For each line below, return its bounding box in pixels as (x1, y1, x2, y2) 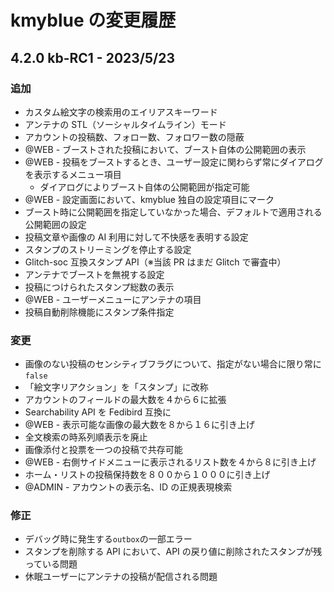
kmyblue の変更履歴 (10, 9, 177, 32)
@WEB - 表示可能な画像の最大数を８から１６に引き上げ (24, 419, 256, 431)
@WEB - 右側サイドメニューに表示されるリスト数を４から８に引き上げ (24, 456, 317, 468)
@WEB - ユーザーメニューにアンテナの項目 (24, 293, 202, 305)
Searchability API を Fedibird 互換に (24, 406, 172, 418)
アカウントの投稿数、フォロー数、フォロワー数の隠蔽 (24, 131, 245, 143)
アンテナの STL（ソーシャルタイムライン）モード (24, 118, 227, 130)
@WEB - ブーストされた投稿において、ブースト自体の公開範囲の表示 (24, 143, 307, 155)
